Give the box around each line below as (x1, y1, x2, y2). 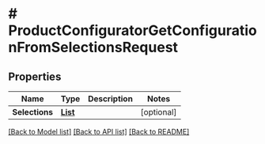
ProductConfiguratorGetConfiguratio (8, 21, 257, 40)
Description (88, 93, 133, 104)
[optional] (140, 107, 177, 117)
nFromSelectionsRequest (8, 39, 179, 56)
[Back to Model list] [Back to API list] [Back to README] (8, 127, 190, 136)
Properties (8, 70, 62, 83)
